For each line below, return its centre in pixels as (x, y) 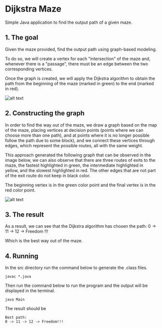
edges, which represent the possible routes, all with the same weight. (74, 145)
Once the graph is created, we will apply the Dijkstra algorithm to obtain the (80, 78)
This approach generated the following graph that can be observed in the (78, 155)
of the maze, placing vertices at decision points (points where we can (74, 130)
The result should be (26, 309)
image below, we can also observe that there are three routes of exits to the (80, 160)
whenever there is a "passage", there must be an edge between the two (77, 63)
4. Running (22, 256)
